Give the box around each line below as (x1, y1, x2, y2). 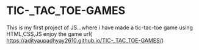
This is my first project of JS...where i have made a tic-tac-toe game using (6, 24, 194, 31)
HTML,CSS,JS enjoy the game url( (6, 30, 93, 37)
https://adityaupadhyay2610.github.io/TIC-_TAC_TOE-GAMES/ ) (6, 37, 164, 44)
